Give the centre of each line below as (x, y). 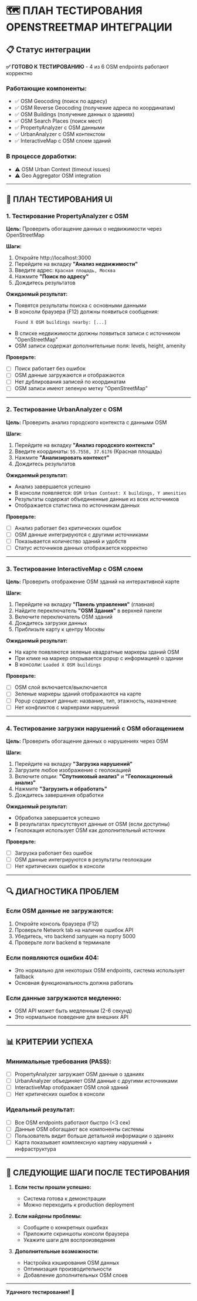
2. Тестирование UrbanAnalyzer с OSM (64, 410)
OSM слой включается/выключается (61, 687)
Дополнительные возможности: (57, 1251)
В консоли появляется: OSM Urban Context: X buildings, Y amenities (100, 492)
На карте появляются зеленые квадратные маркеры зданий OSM (97, 652)
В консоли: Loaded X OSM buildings (58, 665)
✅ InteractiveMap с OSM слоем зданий (63, 141)
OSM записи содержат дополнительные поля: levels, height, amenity (100, 346)
